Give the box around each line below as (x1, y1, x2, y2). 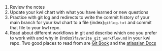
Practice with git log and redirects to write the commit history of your (9, 15, 150, 20)
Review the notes (9, 4, 45, 10)
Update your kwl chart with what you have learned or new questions (9, 9, 149, 15)
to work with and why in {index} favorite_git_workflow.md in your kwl (9, 35, 151, 41)
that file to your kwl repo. (9, 25, 61, 31)
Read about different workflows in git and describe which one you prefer (9, 30, 158, 35)
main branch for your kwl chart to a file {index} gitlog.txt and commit (9, 19, 152, 25)
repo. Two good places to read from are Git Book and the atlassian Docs (9, 40, 157, 46)
